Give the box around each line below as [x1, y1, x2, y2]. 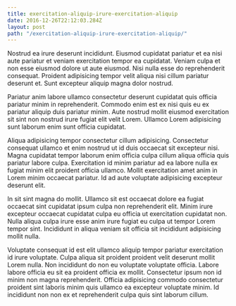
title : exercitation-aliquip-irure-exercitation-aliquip [7, 10, 178, 18]
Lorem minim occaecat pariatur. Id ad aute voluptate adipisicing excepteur [7, 174, 223, 182]
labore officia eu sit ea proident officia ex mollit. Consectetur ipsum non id [7, 268, 222, 276]
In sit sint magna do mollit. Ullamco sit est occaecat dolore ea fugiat [7, 195, 204, 203]
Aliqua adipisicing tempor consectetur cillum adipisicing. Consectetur [7, 136, 209, 145]
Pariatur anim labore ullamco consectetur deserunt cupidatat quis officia [7, 93, 217, 101]
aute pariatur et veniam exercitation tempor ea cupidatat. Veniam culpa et [7, 57, 221, 65]
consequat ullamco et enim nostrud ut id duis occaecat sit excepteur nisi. [7, 144, 220, 152]
